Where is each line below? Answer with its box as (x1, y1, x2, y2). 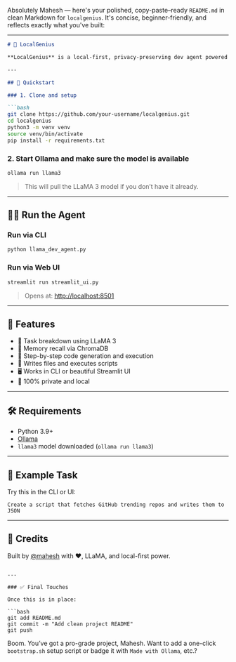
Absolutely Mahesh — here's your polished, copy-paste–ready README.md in (7, 6, 225, 14)
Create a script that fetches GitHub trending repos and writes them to (7, 501, 225, 508)
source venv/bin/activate (7, 130, 83, 138)
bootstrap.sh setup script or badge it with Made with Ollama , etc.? (7, 646, 198, 655)
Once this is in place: (7, 596, 77, 603)
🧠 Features (7, 318, 55, 330)
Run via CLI (7, 230, 47, 240)
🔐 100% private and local (17, 377, 90, 385)
